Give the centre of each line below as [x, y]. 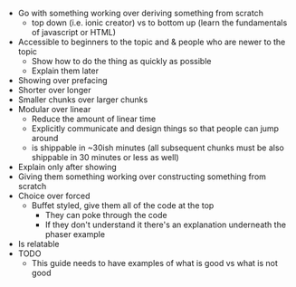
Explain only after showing [67, 167]
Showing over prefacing [62, 80]
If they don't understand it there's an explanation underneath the [166, 225]
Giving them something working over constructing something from [142, 177]
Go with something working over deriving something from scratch [141, 13]
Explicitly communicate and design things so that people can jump [155, 129]
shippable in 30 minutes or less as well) [105, 157]
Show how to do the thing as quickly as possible [121, 61]
